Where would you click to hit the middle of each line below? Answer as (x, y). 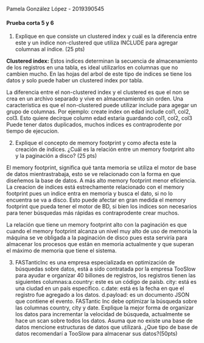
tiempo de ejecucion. (33, 131)
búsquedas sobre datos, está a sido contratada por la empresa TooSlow (105, 269)
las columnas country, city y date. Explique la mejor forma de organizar (104, 308)
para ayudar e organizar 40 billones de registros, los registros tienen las (105, 275)
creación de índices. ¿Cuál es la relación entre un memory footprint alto (105, 149)
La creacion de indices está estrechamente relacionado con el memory (95, 187)
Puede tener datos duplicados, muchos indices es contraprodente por (94, 125)
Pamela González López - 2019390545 (55, 9)
